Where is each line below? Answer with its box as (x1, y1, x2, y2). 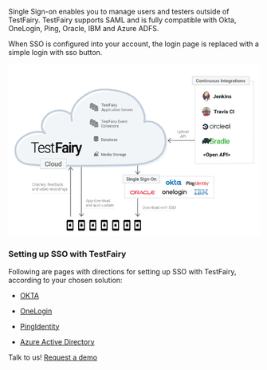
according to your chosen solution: (8, 275, 123, 285)
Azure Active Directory (19, 337, 95, 346)
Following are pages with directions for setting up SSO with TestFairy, (8, 266, 237, 276)
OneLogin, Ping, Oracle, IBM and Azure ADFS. (8, 24, 159, 33)
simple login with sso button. (8, 48, 103, 57)
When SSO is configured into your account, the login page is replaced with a (8, 39, 259, 49)
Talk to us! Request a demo (8, 352, 98, 362)
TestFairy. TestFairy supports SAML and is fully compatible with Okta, (8, 15, 237, 25)
